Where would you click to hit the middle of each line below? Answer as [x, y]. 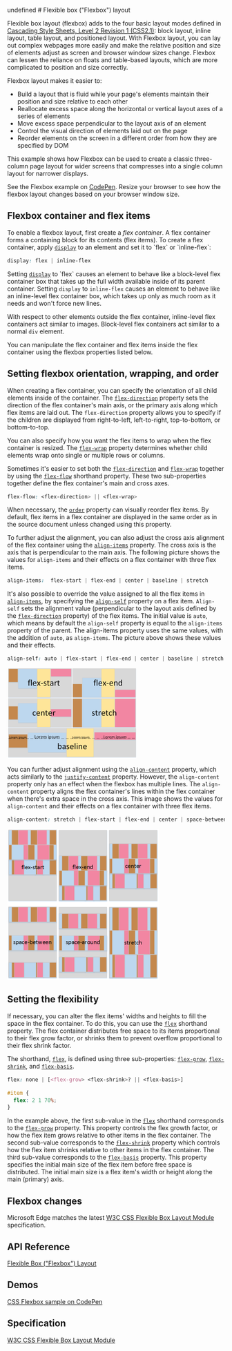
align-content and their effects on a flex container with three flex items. [109, 806]
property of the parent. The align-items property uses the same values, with [115, 630]
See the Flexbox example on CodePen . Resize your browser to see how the [114, 187]
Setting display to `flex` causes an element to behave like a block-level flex [114, 274]
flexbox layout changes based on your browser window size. [94, 194]
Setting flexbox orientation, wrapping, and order [113, 374]
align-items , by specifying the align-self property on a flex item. [101, 601]
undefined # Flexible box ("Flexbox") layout [69, 10]
